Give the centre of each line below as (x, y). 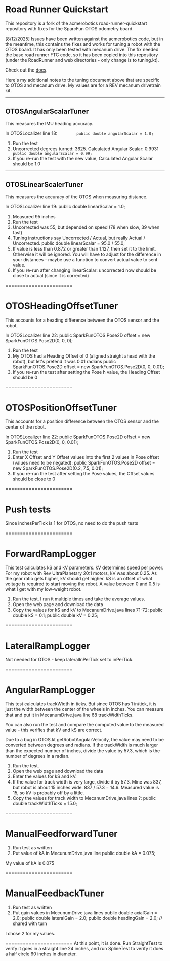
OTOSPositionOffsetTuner (61, 407)
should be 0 (25, 377)
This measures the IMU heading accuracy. (49, 123)
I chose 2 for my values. (30, 934)
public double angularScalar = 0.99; (52, 153)
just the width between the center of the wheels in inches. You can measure (84, 709)
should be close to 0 (34, 479)
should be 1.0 (26, 164)
